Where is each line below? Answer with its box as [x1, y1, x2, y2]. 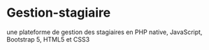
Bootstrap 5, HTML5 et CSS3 [6, 35, 90, 43]
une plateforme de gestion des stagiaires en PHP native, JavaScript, [6, 28, 203, 36]
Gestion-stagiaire [6, 5, 111, 21]
